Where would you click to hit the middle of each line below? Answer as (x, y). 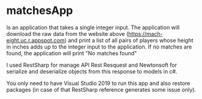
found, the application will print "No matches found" (72, 53)
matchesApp (40, 11)
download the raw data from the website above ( (67, 33)
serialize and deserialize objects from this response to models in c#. (92, 71)
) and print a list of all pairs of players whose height (129, 40)
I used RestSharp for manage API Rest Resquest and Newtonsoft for (92, 65)
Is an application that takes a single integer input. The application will (93, 27)
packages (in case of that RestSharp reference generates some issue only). (101, 89)
